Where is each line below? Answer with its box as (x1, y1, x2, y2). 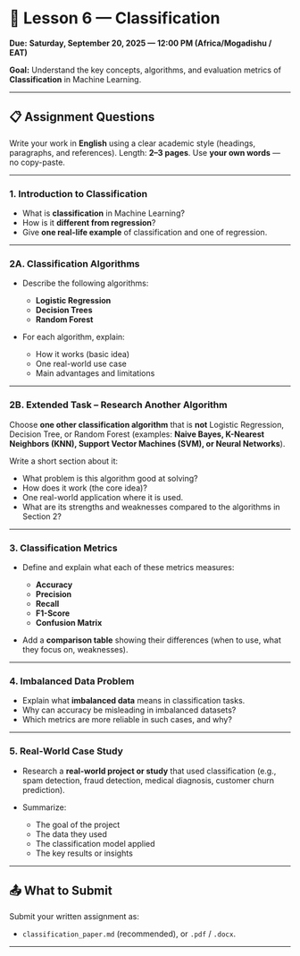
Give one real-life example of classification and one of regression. (21, 227, 268, 238)
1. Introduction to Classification (9, 187, 148, 200)
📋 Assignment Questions (9, 109, 155, 124)
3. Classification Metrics (9, 542, 118, 554)
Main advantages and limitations (35, 368, 155, 379)
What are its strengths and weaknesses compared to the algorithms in (21, 501, 280, 512)
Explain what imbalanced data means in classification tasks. (21, 696, 246, 706)
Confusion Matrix (35, 617, 103, 627)
